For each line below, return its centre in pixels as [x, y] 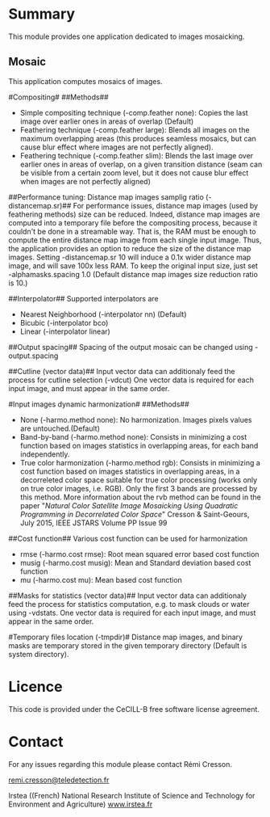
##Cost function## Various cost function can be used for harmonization [128, 538]
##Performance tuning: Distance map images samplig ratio [106, 197]
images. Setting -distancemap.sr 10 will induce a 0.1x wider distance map [130, 257]
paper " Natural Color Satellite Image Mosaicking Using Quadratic [129, 505]
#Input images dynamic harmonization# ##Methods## [99, 404]
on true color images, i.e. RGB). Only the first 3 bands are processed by [139, 488]
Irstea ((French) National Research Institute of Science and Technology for [132, 795]
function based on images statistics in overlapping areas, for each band [139, 445]
